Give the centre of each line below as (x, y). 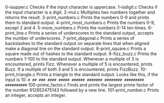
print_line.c (16, 33)
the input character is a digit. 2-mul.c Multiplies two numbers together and (80, 12)
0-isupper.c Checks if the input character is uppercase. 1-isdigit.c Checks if (81, 7)
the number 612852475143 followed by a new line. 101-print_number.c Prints (82, 90)
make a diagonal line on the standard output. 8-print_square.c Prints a (75, 49)
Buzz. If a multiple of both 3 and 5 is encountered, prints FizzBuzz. (72, 69)
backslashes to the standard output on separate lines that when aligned (77, 43)
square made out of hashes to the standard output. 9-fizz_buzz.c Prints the (81, 54)
